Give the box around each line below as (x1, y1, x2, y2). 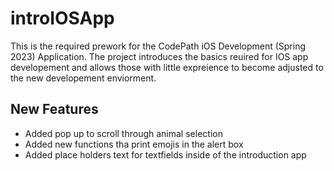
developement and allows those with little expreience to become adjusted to (10, 61, 324, 73)
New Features (10, 101, 99, 118)
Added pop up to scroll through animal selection (24, 127, 223, 139)
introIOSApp (10, 7, 115, 30)
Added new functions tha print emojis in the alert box (24, 138, 244, 150)
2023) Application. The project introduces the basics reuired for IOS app (10, 50, 309, 62)
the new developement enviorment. (10, 72, 157, 84)
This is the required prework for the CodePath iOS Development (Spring (10, 40, 307, 52)
